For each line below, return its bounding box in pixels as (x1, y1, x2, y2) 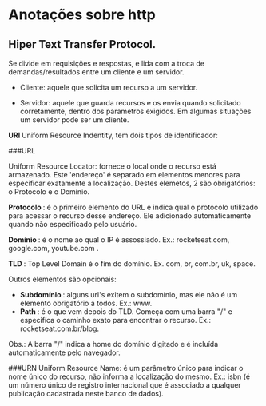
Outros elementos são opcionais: (8, 274, 117, 284)
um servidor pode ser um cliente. (19, 115, 129, 125)
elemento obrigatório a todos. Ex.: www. (19, 298, 153, 308)
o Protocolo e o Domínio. (8, 187, 90, 197)
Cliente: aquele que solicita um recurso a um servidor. (19, 82, 198, 92)
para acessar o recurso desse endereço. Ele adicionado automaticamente (8, 211, 252, 221)
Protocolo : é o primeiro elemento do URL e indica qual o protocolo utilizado (8, 202, 259, 212)
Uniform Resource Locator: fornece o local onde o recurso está (8, 161, 217, 171)
